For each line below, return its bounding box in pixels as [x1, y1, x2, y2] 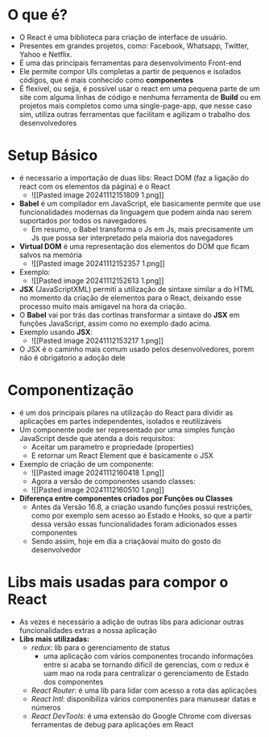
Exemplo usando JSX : [19, 327, 93, 336]
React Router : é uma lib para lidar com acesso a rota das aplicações [31, 685, 257, 695]
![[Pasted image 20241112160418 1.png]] [31, 468, 165, 477]
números [31, 702, 61, 712]
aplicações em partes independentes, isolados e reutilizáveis [19, 416, 222, 426]
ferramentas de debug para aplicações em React [31, 719, 194, 729]
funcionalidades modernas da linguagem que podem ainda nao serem [19, 207, 252, 217]
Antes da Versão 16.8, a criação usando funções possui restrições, [31, 502, 253, 511]
